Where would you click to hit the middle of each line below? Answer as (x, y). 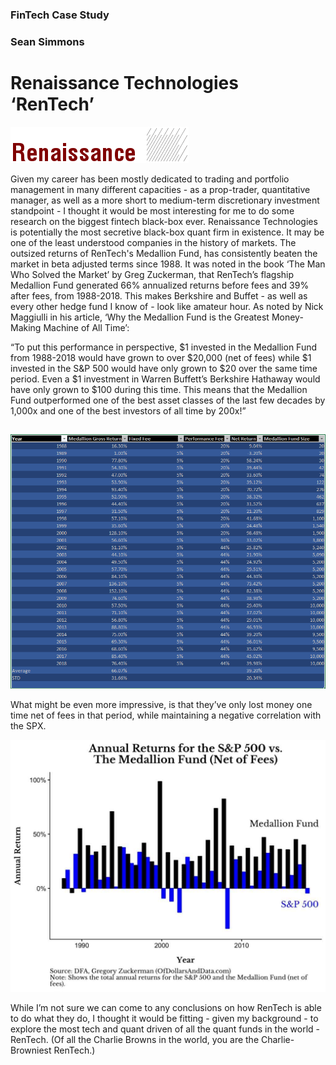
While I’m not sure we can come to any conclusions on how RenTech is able (166, 1007)
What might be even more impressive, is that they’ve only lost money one (161, 704)
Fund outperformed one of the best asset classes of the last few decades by (168, 400)
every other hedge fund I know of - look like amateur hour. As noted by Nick (167, 306)
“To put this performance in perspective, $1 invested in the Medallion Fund (164, 347)
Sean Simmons (47, 41)
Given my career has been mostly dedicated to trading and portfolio (150, 179)
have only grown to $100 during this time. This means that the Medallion (159, 389)
